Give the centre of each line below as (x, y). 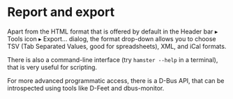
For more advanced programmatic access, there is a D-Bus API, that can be (116, 80)
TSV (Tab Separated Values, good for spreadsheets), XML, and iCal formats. (117, 46)
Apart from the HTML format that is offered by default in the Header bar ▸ (113, 31)
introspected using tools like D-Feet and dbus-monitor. (86, 88)
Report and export (61, 12)
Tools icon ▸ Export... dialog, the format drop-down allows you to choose (112, 38)
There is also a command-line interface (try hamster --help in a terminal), (113, 59)
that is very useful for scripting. (52, 67)
